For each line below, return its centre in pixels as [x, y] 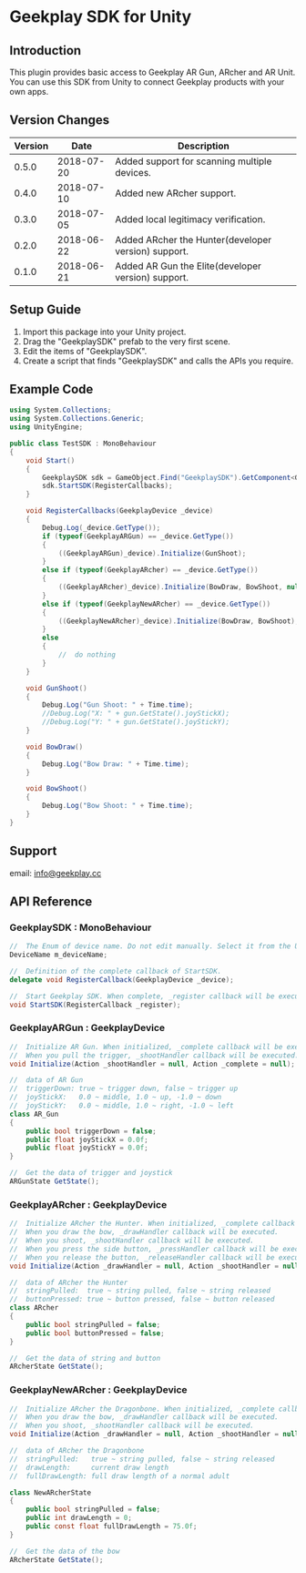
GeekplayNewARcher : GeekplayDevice [99, 1390]
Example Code [51, 389]
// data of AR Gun [46, 1080]
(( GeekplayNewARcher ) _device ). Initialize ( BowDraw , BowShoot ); [178, 621]
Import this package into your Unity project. [104, 332]
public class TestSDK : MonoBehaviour [83, 444]
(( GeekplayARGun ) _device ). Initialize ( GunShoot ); [152, 553]
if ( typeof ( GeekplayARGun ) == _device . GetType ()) [138, 536]
